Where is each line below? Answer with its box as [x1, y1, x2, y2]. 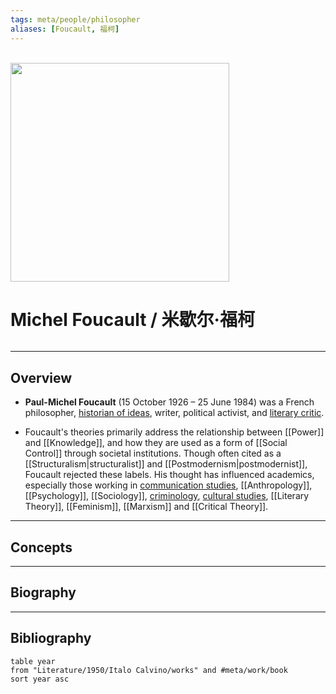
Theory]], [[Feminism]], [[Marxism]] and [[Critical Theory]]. [24, 501, 269, 513]
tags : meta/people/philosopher [10, 14, 141, 25]
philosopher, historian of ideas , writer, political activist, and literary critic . [24, 407, 325, 419]
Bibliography [10, 630, 92, 647]
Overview [10, 369, 73, 386]
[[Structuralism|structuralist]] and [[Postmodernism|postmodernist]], [24, 458, 308, 470]
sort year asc [10, 674, 70, 684]
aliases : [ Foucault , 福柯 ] [10, 24, 120, 34]
